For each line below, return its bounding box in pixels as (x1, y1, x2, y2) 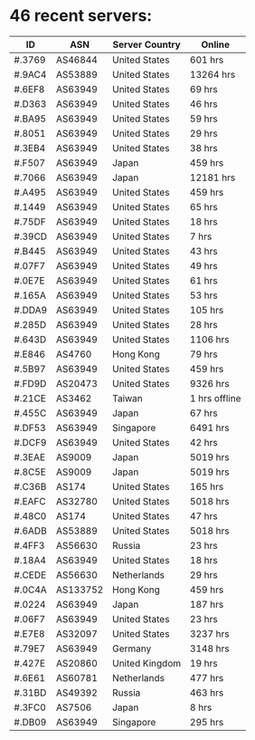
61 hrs (189, 274, 219, 286)
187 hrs (189, 598, 224, 610)
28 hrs (189, 318, 219, 331)
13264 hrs (189, 68, 236, 81)
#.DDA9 (14, 303, 48, 316)
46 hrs (189, 97, 219, 110)
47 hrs (189, 509, 219, 522)
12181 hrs (189, 171, 236, 184)
